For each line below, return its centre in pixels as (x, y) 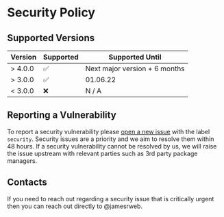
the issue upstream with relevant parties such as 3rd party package (102, 153)
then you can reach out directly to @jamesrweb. (75, 206)
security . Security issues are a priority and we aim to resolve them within (111, 139)
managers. (22, 161)
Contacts (27, 182)
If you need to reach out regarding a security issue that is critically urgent (111, 199)
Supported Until (135, 57)
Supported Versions (51, 38)
